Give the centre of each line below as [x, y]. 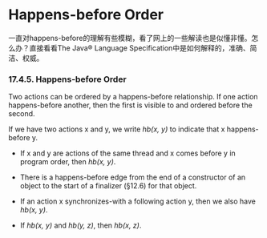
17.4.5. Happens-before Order [67, 79]
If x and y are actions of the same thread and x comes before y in [128, 153]
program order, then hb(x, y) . [68, 162]
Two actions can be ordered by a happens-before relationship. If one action [133, 97]
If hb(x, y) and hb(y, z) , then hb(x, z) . [81, 225]
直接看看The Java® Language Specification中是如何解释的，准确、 [140, 48]
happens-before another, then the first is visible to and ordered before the [130, 105]
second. [22, 114]
